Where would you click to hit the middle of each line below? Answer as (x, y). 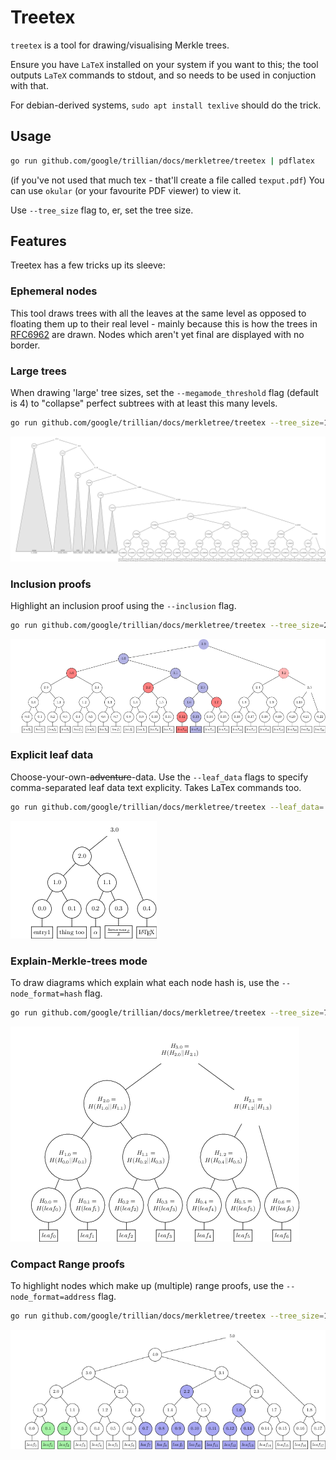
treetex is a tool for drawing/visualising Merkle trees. (120, 45)
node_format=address (53, 1297)
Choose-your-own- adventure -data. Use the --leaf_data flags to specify (159, 777)
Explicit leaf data (52, 755)
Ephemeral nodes (54, 291)
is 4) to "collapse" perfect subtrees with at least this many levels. (144, 403)
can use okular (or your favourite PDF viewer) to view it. (126, 190)
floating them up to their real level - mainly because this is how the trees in (164, 323)
